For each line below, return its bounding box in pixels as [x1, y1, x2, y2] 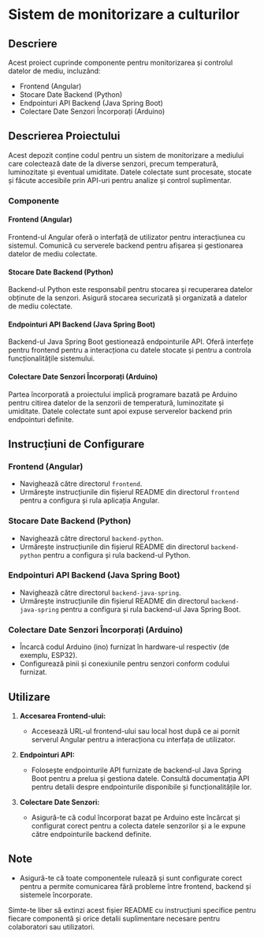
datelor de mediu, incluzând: [8, 66, 101, 76]
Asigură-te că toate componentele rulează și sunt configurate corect [19, 873, 243, 883]
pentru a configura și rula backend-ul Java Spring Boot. [60, 604, 241, 614]
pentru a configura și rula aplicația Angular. [19, 495, 160, 506]
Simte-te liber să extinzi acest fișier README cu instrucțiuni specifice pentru [8, 905, 256, 914]
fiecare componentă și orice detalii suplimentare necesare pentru [8, 914, 221, 923]
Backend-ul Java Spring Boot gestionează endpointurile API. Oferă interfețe [8, 337, 254, 346]
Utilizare [8, 690, 50, 704]
